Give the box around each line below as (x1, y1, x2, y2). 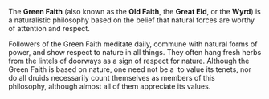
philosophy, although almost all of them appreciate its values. (8, 81, 211, 91)
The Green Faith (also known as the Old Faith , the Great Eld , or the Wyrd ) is (8, 7, 261, 16)
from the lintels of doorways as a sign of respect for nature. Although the (8, 56, 250, 65)
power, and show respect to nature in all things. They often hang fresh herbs (8, 48, 262, 57)
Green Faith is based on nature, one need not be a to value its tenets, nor (8, 65, 251, 74)
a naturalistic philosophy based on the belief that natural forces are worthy (8, 15, 255, 25)
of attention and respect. (8, 24, 90, 33)
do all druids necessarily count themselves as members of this (8, 73, 215, 82)
